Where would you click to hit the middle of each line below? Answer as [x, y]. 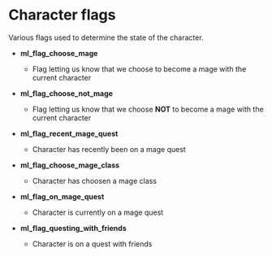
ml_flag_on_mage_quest [62, 196]
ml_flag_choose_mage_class [70, 165]
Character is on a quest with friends [92, 244]
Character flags [62, 15]
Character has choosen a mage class [94, 181]
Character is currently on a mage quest [98, 212]
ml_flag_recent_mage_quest [69, 133]
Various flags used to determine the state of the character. [106, 37]
